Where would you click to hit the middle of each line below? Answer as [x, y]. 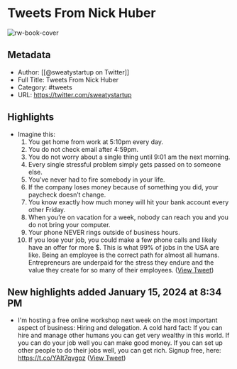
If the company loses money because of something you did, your [123, 187]
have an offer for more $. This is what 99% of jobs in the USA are [124, 247]
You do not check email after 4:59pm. [83, 149]
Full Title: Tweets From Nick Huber [68, 79]
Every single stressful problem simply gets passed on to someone [125, 164]
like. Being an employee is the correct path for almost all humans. [124, 255]
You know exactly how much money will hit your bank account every [128, 202]
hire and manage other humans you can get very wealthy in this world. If [123, 336]
